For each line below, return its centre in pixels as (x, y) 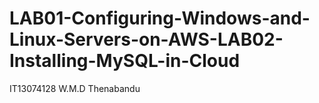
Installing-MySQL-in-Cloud (125, 61)
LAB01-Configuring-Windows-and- (160, 18)
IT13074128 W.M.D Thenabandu (75, 88)
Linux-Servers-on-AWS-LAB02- (146, 39)
